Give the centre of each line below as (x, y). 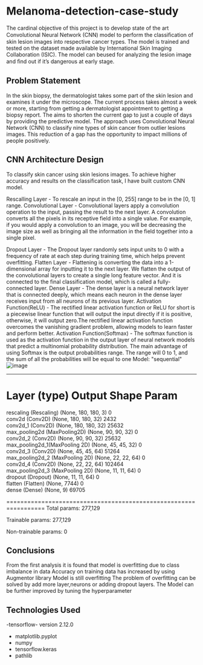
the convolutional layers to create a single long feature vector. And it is (94, 275)
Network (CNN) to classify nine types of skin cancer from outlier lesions (96, 127)
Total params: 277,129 (73, 508)
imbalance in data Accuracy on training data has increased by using (91, 572)
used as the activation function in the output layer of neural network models (101, 339)
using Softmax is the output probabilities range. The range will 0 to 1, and (97, 353)
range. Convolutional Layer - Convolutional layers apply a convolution (93, 205)
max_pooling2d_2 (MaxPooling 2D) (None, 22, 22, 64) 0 (76, 457)
